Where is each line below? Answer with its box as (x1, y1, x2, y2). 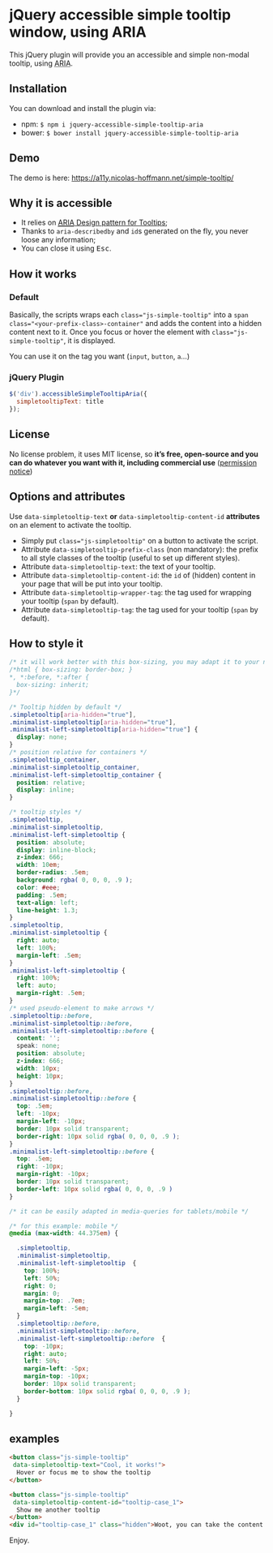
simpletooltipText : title (16, 397, 105, 406)
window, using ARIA (9, 23, 147, 41)
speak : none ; (16, 1042, 61, 1050)
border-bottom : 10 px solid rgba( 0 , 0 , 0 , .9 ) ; (23, 1387, 191, 1396)
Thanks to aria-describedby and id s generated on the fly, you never (20, 226, 250, 236)
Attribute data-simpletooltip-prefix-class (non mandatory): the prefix (20, 544, 258, 554)
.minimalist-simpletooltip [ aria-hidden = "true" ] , (9, 718, 177, 727)
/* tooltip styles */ (9, 809, 83, 817)
